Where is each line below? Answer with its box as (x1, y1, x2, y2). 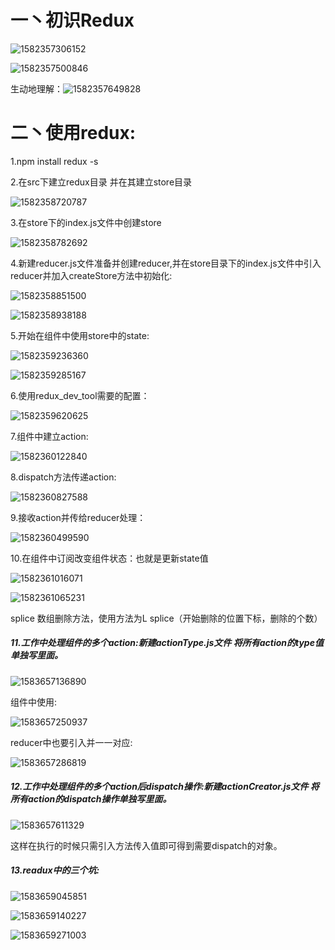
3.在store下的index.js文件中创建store (10, 216, 162, 228)
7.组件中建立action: (10, 430, 89, 442)
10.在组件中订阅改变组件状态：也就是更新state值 (10, 552, 209, 564)
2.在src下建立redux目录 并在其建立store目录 (10, 176, 193, 188)
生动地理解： (10, 82, 63, 95)
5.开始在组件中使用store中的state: (10, 329, 150, 341)
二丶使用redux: (10, 122, 137, 145)
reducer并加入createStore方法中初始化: (10, 269, 173, 281)
